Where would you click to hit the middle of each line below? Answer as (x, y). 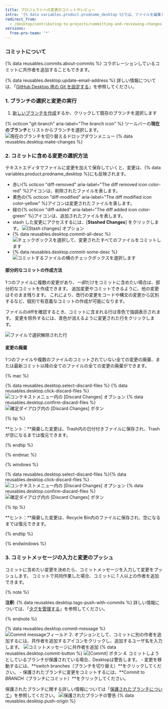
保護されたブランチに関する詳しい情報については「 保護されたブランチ (77, 689)
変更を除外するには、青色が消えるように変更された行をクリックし (83, 318)
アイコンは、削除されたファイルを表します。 (74, 191)
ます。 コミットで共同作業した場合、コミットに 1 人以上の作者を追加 (89, 576)
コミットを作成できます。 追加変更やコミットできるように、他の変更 (88, 289)
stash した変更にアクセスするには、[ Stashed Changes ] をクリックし (83, 222)
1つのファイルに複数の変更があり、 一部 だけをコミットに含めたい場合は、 (80, 282)
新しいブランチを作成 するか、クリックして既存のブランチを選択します (85, 113)
